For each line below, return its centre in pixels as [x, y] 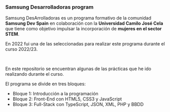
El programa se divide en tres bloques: [46, 84]
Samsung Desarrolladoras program [49, 7]
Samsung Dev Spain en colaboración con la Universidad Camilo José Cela [84, 23]
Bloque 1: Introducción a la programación [56, 94]
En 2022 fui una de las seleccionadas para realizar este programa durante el [85, 44]
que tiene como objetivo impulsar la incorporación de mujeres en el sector [83, 29]
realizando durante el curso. [35, 74]
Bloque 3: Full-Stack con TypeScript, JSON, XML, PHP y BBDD [78, 104]
